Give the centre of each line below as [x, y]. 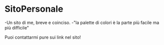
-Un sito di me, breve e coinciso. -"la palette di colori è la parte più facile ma [82, 22]
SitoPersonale [34, 9]
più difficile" [17, 27]
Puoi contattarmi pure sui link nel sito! [43, 37]
